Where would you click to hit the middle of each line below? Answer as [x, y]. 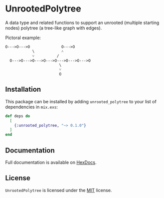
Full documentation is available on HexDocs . [51, 162]
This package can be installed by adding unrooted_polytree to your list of [81, 101]
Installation [23, 89]
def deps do [18, 116]
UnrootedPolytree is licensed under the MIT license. [59, 190]
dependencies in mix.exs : [32, 107]
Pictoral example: [23, 38]
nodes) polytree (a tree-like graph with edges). [53, 28]
